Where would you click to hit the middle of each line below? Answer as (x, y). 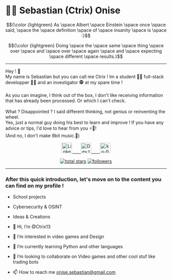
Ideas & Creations (31, 217)
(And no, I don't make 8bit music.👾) (43, 135)
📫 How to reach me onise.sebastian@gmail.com (64, 272)
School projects (29, 197)
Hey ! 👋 (13, 71)
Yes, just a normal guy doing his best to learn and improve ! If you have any (84, 122)
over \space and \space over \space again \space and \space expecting (86, 51)
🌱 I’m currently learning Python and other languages (68, 247)
